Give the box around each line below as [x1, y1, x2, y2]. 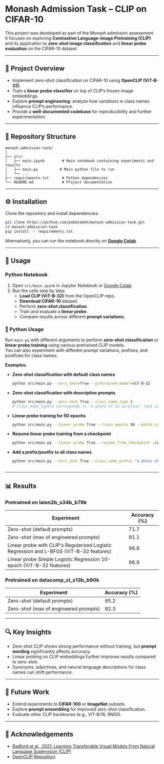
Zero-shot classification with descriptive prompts [12, 390, 116, 396]
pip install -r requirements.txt [5, 229, 73, 234]
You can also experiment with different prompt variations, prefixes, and [5, 347, 148, 353]
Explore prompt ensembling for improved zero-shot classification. [12, 706, 146, 712]
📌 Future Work [5, 688, 50, 697]
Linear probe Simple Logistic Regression [7, 556, 100, 562]
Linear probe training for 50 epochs [12, 412, 86, 419]
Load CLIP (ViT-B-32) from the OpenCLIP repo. [19, 292, 116, 299]
